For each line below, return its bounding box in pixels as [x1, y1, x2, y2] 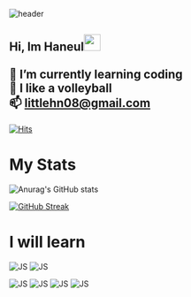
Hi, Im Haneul [9, 40, 84, 55]
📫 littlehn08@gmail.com [9, 95, 151, 110]
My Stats [9, 155, 77, 174]
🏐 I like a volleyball [9, 80, 112, 96]
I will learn [9, 232, 86, 252]
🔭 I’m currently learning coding [9, 67, 183, 82]
